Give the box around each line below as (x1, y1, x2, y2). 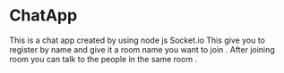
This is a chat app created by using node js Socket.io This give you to (9, 35, 266, 45)
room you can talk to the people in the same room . (9, 53, 198, 64)
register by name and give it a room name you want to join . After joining (9, 44, 275, 54)
